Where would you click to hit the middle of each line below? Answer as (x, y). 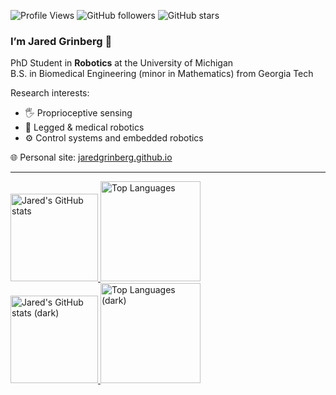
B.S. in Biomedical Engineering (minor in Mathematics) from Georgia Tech (162, 74)
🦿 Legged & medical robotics (84, 127)
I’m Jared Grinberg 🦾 (61, 41)
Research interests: (50, 93)
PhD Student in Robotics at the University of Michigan (122, 63)
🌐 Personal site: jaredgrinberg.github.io (91, 157)
